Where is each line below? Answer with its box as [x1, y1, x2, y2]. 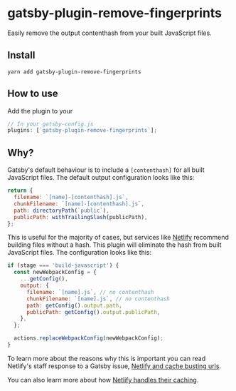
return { [7, 187, 33, 194]
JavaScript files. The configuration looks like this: [7, 248, 151, 257]
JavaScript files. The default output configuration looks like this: [7, 173, 195, 182]
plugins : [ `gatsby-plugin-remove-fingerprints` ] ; [7, 127, 158, 134]
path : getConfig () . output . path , [26, 302, 122, 309]
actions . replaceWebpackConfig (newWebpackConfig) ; [14, 335, 163, 342]
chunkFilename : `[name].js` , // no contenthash [26, 295, 171, 303]
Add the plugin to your [7, 106, 73, 115]
